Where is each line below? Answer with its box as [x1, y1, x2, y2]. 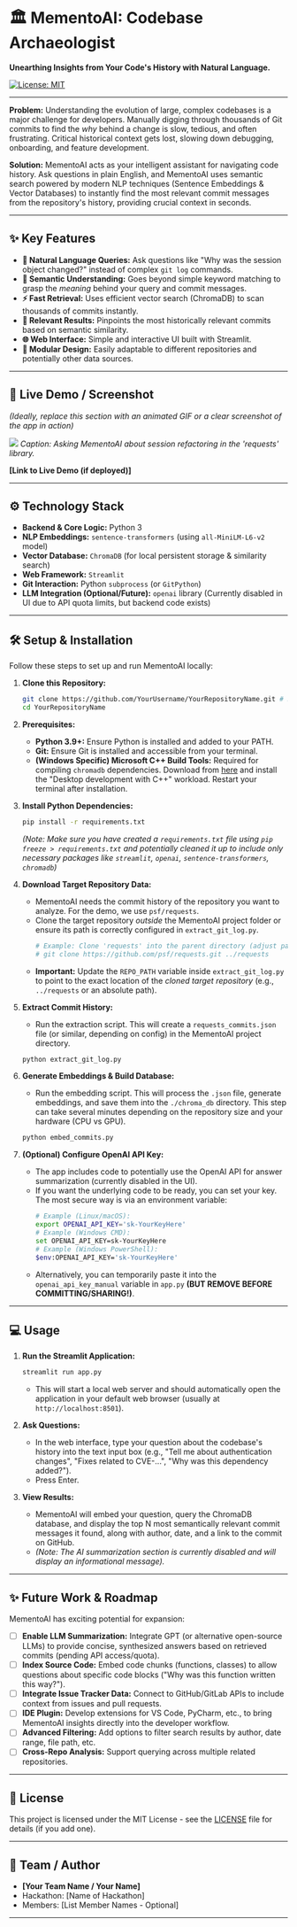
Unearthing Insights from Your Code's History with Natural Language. [9, 62, 271, 73]
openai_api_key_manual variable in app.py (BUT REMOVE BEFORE [34, 1278, 272, 1289]
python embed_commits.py [21, 1134, 114, 1142]
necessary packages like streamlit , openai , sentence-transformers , [21, 852, 270, 863]
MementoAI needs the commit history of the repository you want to [34, 896, 280, 907]
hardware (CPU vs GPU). [34, 1116, 126, 1126]
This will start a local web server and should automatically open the [34, 1384, 281, 1395]
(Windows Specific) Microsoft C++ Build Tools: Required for [34, 755, 259, 765]
